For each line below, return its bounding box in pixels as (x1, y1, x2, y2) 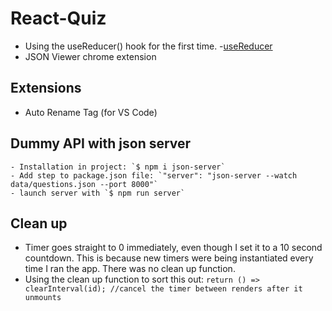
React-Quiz (10, 7, 107, 30)
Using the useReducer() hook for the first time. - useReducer (24, 40, 273, 52)
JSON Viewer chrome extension (24, 50, 157, 62)
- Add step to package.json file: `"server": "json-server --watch (10, 170, 298, 181)
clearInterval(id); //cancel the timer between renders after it (24, 284, 303, 294)
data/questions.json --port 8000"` (10, 179, 159, 189)
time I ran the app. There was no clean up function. (24, 263, 236, 275)
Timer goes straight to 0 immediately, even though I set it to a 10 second (24, 242, 323, 254)
